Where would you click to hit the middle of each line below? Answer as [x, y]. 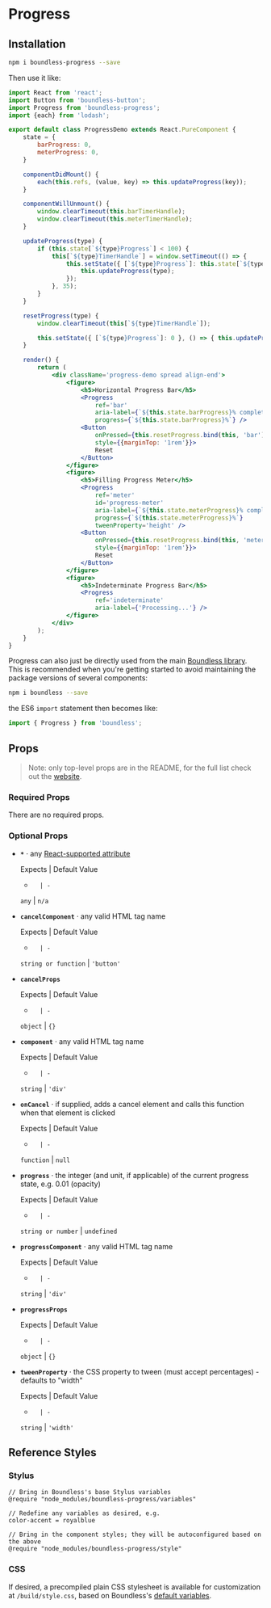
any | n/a [34, 900]
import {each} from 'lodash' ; [59, 115]
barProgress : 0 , [65, 145]
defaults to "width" [51, 1380]
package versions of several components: [78, 678]
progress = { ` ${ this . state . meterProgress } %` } [169, 518]
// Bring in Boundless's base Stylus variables [90, 1492]
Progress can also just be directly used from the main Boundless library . [128, 661]
